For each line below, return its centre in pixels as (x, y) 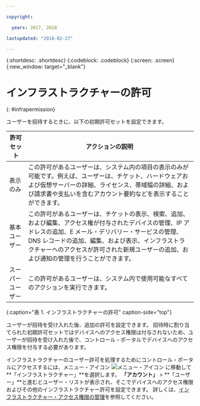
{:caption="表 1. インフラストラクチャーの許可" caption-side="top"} (89, 312)
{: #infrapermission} (31, 109)
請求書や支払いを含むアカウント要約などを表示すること (111, 194)
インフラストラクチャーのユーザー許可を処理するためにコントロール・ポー (97, 360)
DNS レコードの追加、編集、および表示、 (86, 241)
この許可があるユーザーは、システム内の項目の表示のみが (108, 167)
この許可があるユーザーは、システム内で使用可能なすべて (108, 279)
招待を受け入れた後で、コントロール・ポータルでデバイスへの (102, 340)
